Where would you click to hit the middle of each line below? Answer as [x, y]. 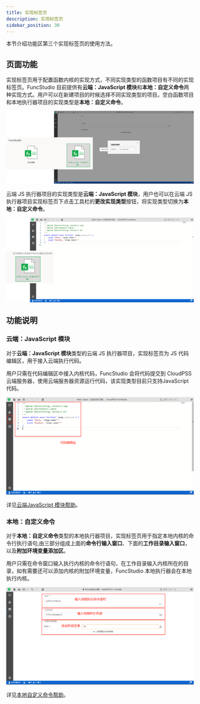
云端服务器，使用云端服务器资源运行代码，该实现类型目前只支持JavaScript [98, 381]
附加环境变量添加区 [40, 551]
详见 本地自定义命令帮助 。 [37, 694]
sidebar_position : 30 [33, 25]
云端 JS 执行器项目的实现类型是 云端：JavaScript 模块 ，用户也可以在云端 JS [99, 193]
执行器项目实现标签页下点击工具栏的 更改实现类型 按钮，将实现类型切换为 [95, 201]
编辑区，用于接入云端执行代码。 [45, 361]
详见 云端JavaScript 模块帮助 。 [44, 505]
